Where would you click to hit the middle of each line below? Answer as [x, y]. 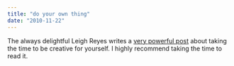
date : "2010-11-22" [36, 21]
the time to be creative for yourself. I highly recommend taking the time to [115, 48]
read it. [18, 56]
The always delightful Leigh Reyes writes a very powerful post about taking [117, 40]
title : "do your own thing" [49, 14]
